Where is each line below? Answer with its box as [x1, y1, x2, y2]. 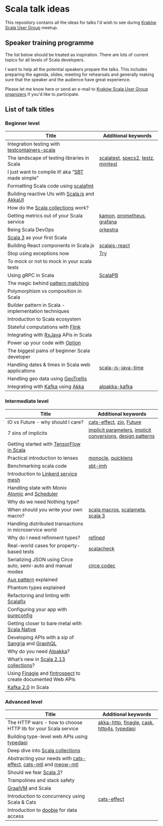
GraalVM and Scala [7, 785, 51, 791]
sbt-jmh [88, 462, 108, 469]
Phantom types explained [7, 584, 65, 591]
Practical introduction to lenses [7, 454, 79, 461]
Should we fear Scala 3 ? [7, 769, 63, 776]
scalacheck [88, 545, 115, 552]
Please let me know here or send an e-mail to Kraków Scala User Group [5, 86, 148, 92]
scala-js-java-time [99, 364, 144, 371]
